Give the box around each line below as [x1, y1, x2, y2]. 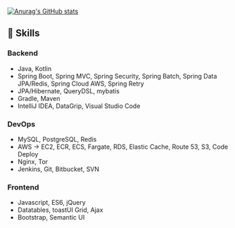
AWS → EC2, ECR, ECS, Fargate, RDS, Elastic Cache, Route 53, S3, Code [17, 142, 229, 151]
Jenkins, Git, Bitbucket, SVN [17, 165, 100, 173]
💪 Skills [7, 27, 40, 39]
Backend [7, 48, 39, 58]
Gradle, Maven [17, 94, 61, 102]
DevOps [7, 119, 36, 129]
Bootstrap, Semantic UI [17, 213, 85, 222]
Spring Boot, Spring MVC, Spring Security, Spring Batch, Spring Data [17, 72, 217, 80]
